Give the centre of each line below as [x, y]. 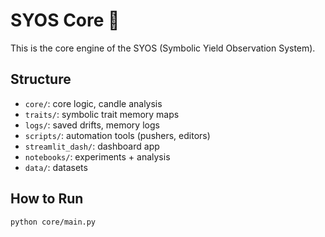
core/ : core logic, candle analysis [93, 103]
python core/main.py [53, 222]
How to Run [47, 199]
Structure [41, 79]
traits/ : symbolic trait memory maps [102, 114]
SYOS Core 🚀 [65, 20]
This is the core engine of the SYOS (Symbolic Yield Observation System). [163, 48]
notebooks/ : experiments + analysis [97, 156]
